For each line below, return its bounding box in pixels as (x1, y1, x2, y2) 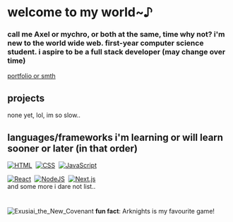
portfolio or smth (7, 72, 56, 80)
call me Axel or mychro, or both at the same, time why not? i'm (7, 30, 225, 39)
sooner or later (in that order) (7, 142, 138, 154)
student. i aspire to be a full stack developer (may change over (7, 47, 226, 57)
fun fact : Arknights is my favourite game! (95, 207, 215, 216)
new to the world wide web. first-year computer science (7, 38, 204, 48)
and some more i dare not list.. (7, 183, 96, 191)
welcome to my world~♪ (7, 4, 153, 20)
